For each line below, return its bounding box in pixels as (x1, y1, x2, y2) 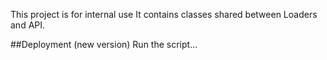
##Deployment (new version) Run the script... (10, 39, 198, 50)
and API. (10, 19, 46, 31)
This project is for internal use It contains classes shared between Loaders (10, 9, 318, 20)
